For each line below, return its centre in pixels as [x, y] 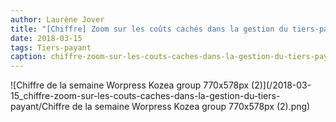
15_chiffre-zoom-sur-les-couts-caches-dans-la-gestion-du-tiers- [145, 96]
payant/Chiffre [40, 107]
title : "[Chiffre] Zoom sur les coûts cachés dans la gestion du [149, 29]
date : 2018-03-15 [46, 38]
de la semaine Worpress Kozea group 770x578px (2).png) [191, 107]
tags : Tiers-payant [51, 47]
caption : [28, 57]
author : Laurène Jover [57, 19]
